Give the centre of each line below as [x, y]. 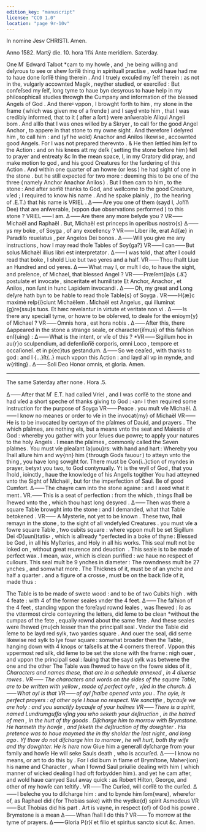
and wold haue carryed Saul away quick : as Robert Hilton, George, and [97, 780]
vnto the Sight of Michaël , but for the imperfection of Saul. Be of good [95, 481]
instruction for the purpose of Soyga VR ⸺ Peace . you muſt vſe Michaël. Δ [102, 409]
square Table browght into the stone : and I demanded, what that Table [96, 510]
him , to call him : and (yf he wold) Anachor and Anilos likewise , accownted [101, 137]
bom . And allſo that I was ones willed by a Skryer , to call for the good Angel [102, 124]
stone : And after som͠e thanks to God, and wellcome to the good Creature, [100, 189]
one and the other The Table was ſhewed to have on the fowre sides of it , [99, 666]
